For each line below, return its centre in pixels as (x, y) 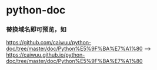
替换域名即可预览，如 (36, 30)
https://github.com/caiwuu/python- (49, 43)
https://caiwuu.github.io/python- (46, 55)
